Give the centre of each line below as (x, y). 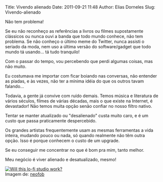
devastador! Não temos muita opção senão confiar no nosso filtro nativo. (79, 106)
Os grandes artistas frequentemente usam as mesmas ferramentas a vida (79, 130)
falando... (15, 86)
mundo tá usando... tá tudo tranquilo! (42, 52)
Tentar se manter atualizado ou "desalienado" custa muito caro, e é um (77, 116)
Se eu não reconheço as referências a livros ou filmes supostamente (74, 31)
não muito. (16, 66)
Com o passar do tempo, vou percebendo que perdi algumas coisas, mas (79, 61)
